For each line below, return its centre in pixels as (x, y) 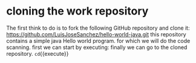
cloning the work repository (77, 11)
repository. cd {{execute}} (38, 53)
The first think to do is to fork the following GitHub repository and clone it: (98, 28)
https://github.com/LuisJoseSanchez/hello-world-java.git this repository (96, 34)
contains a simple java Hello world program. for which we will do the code (98, 41)
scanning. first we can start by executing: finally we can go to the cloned (97, 47)
